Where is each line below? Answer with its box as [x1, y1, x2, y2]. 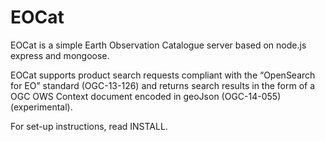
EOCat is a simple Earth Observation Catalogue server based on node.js [10, 39, 307, 51]
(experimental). [10, 101, 73, 113]
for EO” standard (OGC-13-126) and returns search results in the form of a [10, 79, 316, 91]
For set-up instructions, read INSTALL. [10, 120, 168, 132]
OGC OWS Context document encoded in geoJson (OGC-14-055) [10, 90, 282, 102]
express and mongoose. [10, 49, 110, 61]
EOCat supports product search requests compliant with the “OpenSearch [10, 69, 316, 81]
